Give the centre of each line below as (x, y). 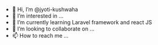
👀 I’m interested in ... (38, 16)
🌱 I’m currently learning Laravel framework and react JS (82, 22)
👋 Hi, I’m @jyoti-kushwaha (45, 9)
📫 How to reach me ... (40, 36)
